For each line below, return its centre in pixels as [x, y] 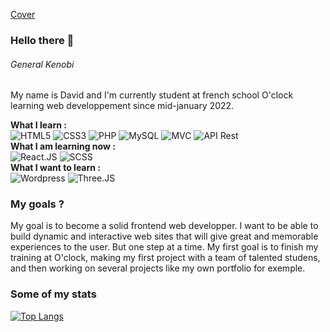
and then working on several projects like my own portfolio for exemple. [158, 268]
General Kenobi [42, 64]
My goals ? [37, 204]
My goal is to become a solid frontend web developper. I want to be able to [164, 226]
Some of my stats [53, 294]
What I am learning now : [63, 146]
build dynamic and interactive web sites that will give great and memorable [164, 236]
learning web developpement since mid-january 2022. [122, 106]
